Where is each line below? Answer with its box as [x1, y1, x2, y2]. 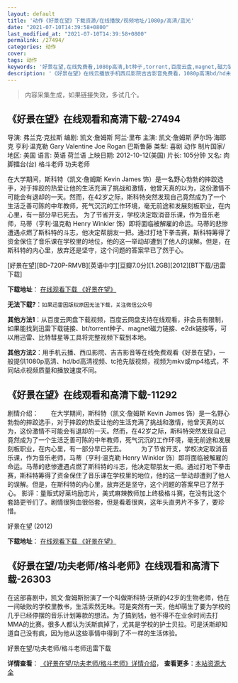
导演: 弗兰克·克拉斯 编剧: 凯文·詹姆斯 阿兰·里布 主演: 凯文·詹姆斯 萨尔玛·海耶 [7, 133, 227, 142]
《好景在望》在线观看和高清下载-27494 [7, 113, 181, 125]
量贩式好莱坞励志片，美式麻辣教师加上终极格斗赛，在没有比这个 [40, 489, 227, 498]
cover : [7, 50, 27, 58]
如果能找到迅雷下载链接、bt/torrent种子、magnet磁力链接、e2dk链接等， [7, 324, 221, 333]
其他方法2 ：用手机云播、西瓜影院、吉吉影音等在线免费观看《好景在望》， [7, 348, 220, 357]
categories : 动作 [7, 43, 57, 50]
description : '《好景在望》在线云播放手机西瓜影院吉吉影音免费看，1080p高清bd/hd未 [7, 70, 232, 77]
